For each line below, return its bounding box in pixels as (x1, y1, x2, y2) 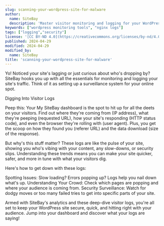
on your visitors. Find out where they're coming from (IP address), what (5, 110, 149, 116)
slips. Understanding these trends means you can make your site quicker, (5, 151, 153, 157)
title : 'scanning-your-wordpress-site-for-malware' (5, 57, 112, 62)
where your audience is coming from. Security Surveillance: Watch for (5, 185, 146, 191)
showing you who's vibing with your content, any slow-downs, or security (5, 145, 154, 151)
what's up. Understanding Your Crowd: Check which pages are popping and (5, 180, 159, 186)
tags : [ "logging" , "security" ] (5, 30, 67, 35)
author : (5, 12, 21, 17)
